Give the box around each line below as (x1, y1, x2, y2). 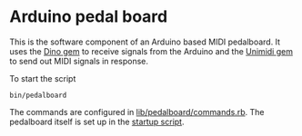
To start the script (9, 73, 76, 83)
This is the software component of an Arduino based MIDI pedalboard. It (9, 36, 280, 47)
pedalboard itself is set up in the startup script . (9, 116, 185, 127)
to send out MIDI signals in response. (9, 55, 148, 66)
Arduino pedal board (9, 6, 168, 27)
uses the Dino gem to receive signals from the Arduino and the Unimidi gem (9, 45, 294, 56)
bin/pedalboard (9, 91, 67, 100)
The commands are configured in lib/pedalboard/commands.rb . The (9, 106, 265, 117)
